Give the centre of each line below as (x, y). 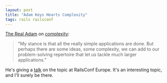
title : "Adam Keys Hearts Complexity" (46, 15)
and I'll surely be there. (29, 75)
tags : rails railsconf (29, 19)
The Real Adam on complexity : (37, 34)
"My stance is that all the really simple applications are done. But (86, 44)
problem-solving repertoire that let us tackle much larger (77, 54)
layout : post (19, 10)
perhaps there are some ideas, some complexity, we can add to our (88, 49)
